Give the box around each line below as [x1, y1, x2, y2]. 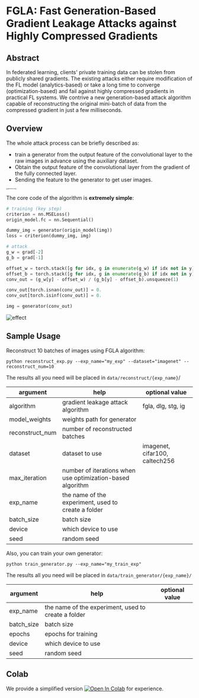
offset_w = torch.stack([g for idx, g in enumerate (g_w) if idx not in [6, 265, 187, 271]
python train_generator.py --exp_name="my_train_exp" [6, 561, 142, 567]
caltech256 [142, 457, 175, 465]
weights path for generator [62, 415, 137, 423]
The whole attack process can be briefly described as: [6, 139, 139, 146]
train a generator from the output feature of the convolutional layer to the [14, 151, 192, 158]
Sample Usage [6, 331, 61, 342]
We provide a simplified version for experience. [6, 685, 164, 692]
